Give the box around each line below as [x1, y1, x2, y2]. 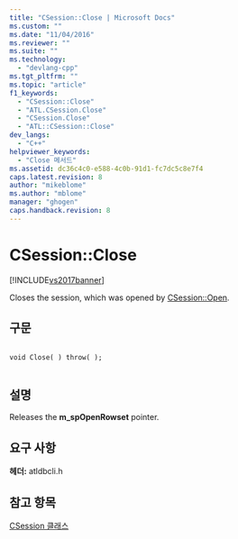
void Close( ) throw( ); [9, 352, 103, 361]
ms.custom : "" [9, 22, 63, 31]
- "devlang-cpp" [17, 64, 78, 73]
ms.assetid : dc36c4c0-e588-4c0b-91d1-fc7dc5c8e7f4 [9, 164, 204, 173]
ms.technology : [9, 55, 67, 64]
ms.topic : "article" [9, 80, 87, 89]
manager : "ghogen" [9, 197, 78, 207]
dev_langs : [9, 131, 50, 140]
